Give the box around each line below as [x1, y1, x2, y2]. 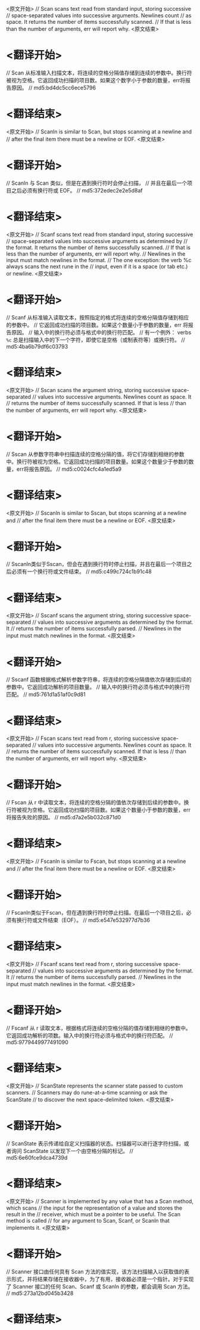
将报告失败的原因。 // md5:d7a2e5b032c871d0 [6, 814, 121, 821]
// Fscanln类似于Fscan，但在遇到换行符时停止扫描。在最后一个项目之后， [6, 909, 186, 916]
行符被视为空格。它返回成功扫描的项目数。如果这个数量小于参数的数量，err [6, 806, 190, 813]
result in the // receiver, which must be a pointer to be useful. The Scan [6, 1210, 180, 1217]
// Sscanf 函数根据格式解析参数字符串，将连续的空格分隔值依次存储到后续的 [6, 676, 192, 683]
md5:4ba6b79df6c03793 [6, 343, 68, 350]
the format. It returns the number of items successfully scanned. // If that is [6, 244, 191, 251]
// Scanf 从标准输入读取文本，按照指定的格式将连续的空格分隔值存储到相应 [6, 313, 189, 321]
